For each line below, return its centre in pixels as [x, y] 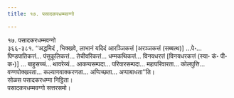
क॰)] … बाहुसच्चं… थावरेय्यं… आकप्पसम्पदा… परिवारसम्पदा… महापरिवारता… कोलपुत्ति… [106, 63]
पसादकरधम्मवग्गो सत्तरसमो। [39, 87]
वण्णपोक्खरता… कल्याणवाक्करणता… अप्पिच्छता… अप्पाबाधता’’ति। [81, 72]
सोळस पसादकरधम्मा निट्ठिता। [40, 80]
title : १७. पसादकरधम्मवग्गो [41, 14]
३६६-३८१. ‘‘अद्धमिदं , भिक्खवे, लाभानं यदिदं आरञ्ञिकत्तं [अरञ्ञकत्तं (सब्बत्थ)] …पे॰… [105, 48]
